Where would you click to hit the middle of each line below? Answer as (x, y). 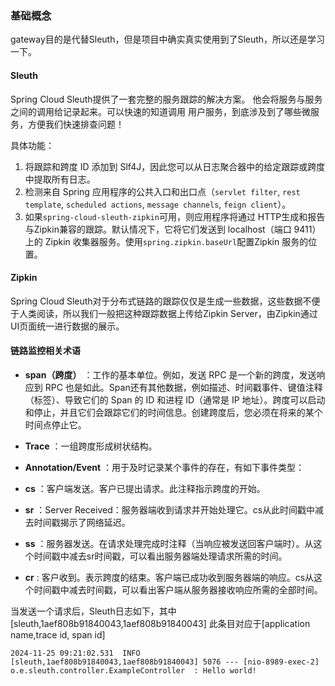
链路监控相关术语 (45, 351)
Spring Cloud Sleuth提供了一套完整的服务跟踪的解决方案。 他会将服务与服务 (166, 99)
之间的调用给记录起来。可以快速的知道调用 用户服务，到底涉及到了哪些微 (160, 111)
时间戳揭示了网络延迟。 (82, 522)
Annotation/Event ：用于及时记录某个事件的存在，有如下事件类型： (164, 467)
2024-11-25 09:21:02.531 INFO (75, 653)
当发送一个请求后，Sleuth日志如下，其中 (93, 611)
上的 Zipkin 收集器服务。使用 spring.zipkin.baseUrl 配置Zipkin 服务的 (166, 241)
